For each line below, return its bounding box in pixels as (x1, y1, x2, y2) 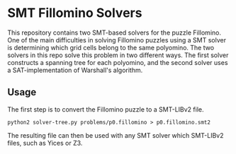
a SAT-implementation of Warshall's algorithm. (7, 66, 143, 74)
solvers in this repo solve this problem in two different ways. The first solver (7, 51, 229, 59)
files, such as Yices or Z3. (7, 138, 83, 147)
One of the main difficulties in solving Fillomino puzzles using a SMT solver (7, 35, 227, 44)
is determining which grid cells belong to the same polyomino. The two (7, 43, 215, 52)
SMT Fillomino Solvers (7, 5, 142, 21)
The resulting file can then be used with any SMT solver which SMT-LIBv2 (7, 131, 224, 139)
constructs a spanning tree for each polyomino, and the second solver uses (7, 58, 228, 66)
